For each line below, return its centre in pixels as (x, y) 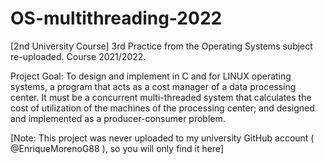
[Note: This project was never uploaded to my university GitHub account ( (162, 138)
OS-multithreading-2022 (116, 18)
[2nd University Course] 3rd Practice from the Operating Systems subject (161, 46)
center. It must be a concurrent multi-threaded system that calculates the (161, 97)
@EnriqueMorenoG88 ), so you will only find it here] (117, 148)
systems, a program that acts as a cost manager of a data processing (153, 86)
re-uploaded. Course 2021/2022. (78, 56)
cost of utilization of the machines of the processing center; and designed (162, 108)
